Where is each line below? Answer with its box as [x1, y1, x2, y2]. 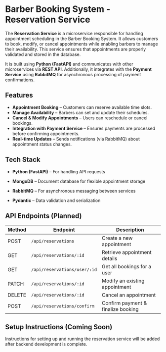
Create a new [102, 235, 133, 242]
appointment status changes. [12, 141, 72, 147]
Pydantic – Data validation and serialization [12, 197, 101, 203]
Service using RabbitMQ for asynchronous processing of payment [5, 71, 141, 77]
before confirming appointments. [12, 130, 80, 137]
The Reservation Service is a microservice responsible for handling [5, 30, 143, 36]
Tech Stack [5, 155, 41, 164]
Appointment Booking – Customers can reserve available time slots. [12, 104, 152, 110]
